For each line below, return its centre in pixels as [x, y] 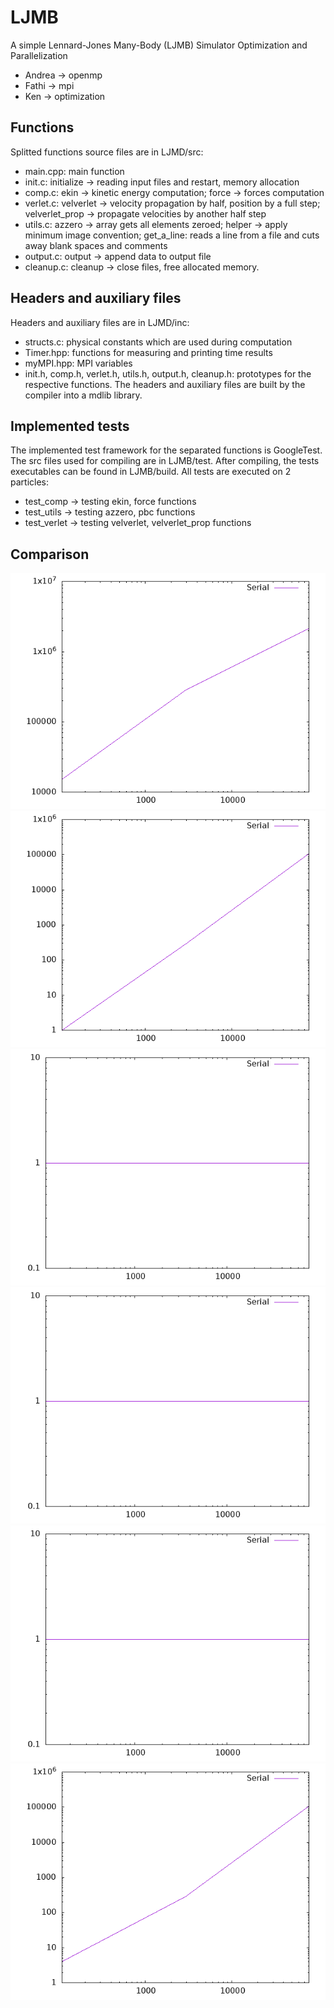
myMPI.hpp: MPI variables [78, 363]
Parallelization [39, 55]
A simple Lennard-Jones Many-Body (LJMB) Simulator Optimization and [159, 45]
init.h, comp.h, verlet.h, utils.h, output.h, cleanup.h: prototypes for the [168, 373]
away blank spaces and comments [96, 245]
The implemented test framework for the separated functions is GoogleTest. [166, 450]
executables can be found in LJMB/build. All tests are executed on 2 [151, 472]
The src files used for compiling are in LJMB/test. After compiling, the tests [165, 461]
